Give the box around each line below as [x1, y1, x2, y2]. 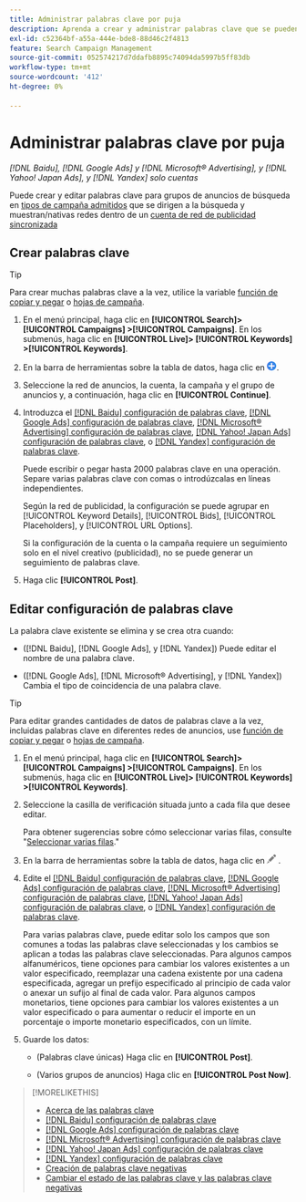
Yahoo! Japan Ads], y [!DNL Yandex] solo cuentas [9, 171, 199, 182]
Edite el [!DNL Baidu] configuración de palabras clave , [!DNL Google [22, 873, 280, 884]
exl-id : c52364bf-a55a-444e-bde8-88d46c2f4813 [9, 34, 189, 43]
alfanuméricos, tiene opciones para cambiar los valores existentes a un [22, 958, 290, 969]
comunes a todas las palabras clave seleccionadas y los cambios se [22, 939, 280, 950]
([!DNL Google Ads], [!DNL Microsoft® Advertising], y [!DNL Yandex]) [22, 670, 282, 681]
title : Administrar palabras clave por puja [9, 15, 181, 24]
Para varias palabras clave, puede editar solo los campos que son [22, 929, 270, 940]
